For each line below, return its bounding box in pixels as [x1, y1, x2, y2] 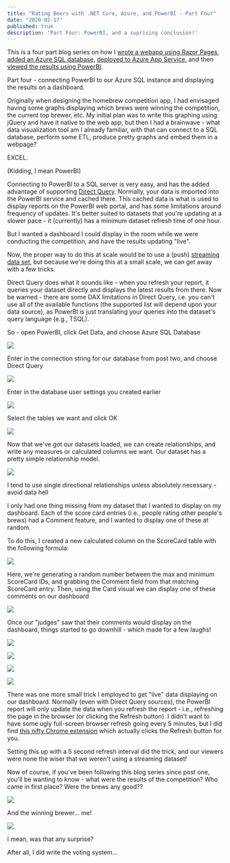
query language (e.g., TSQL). [7, 315, 89, 323]
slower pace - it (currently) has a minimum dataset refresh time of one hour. [7, 217, 222, 225]
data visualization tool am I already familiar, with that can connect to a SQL [7, 126, 218, 134]
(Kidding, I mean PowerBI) [7, 167, 81, 175]
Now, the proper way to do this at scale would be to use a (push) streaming [7, 251, 220, 259]
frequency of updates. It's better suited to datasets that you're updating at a [7, 209, 222, 218]
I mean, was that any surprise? [7, 835, 94, 843]
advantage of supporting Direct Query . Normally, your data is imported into [7, 187, 220, 196]
